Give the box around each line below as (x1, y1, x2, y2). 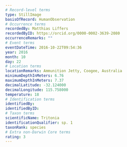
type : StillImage (5, 12, 42, 17)
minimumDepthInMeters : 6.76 (5, 73, 64, 78)
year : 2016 (5, 50, 28, 55)
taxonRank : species (5, 125, 46, 130)
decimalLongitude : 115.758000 (5, 87, 69, 92)
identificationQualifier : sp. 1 (5, 120, 73, 125)
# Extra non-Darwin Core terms (5, 129, 71, 134)
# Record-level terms (5, 7, 51, 13)
